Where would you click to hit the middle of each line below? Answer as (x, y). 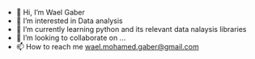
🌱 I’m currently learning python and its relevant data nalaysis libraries (131, 29)
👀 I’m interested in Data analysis (69, 21)
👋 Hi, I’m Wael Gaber (50, 12)
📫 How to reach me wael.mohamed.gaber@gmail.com (108, 47)
